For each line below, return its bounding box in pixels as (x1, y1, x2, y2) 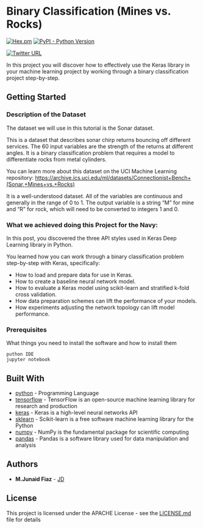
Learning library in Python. (6, 240, 73, 248)
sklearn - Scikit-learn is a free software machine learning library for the (15, 415, 194, 423)
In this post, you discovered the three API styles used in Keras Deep (6, 234, 177, 242)
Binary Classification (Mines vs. (6, 4, 171, 18)
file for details (6, 516, 41, 523)
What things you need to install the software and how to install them (6, 340, 177, 347)
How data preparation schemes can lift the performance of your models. (15, 297, 197, 304)
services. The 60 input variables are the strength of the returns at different (6, 143, 193, 150)
